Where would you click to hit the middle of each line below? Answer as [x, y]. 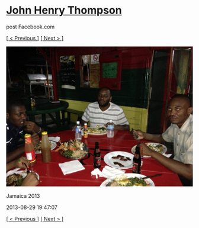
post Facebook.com [31, 27]
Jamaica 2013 [23, 195]
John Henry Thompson [64, 10]
